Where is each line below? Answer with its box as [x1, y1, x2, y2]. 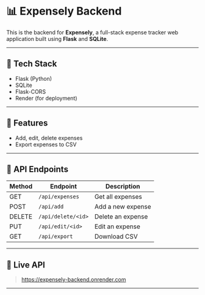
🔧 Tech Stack [6, 59, 57, 69]
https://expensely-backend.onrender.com [21, 276, 126, 283]
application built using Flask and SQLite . [6, 35, 109, 42]
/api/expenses [38, 193, 79, 200]
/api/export [38, 233, 73, 240]
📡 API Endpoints [6, 164, 69, 174]
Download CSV [94, 233, 138, 241]
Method [9, 182, 33, 191]
